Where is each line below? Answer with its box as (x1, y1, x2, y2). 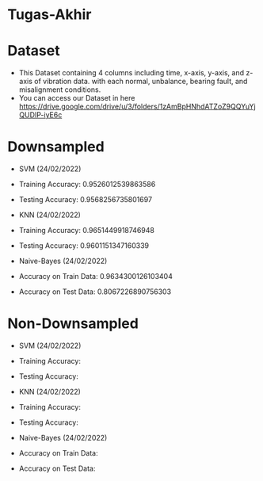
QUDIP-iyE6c (18, 110, 63, 120)
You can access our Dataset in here (18, 94, 135, 103)
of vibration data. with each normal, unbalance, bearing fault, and (34, 77, 248, 86)
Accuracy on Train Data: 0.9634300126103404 (18, 272, 173, 281)
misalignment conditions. (18, 85, 101, 94)
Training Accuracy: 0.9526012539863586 (18, 180, 156, 189)
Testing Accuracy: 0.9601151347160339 (18, 241, 150, 250)
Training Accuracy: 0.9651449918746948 (18, 226, 155, 235)
